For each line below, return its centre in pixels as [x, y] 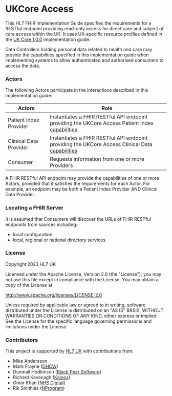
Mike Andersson [30, 361]
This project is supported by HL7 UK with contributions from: [70, 351]
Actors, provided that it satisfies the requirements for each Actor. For [78, 184]
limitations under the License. [36, 326]
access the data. [23, 66]
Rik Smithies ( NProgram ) [39, 388]
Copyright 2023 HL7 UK [31, 264]
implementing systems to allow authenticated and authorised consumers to [84, 60]
